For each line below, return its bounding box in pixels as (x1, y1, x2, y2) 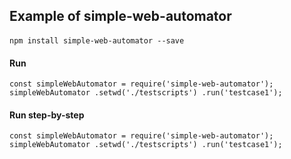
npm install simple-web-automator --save (9, 35, 185, 46)
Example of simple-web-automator (9, 8, 232, 25)
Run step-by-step (9, 109, 85, 121)
